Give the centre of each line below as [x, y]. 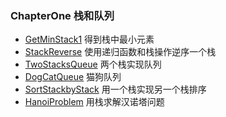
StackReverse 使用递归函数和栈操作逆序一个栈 [120, 52]
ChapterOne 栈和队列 [62, 15]
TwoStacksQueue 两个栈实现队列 [93, 64]
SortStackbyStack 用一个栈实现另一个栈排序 [115, 89]
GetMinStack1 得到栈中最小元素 [89, 39]
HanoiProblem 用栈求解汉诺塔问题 [94, 102]
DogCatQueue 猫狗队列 [73, 77]
